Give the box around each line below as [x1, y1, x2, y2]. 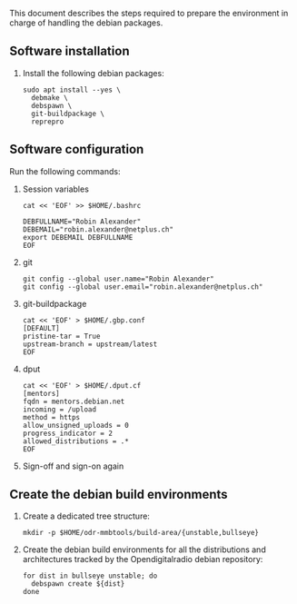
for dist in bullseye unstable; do [22, 571, 158, 580]
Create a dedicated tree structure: [22, 510, 150, 521]
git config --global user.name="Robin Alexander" [22, 274, 215, 283]
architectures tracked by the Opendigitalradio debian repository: [22, 554, 263, 565]
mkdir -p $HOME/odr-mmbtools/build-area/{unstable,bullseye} [22, 529, 260, 538]
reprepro [31, 117, 64, 126]
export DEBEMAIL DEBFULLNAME [22, 233, 134, 242]
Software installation [9, 44, 130, 59]
